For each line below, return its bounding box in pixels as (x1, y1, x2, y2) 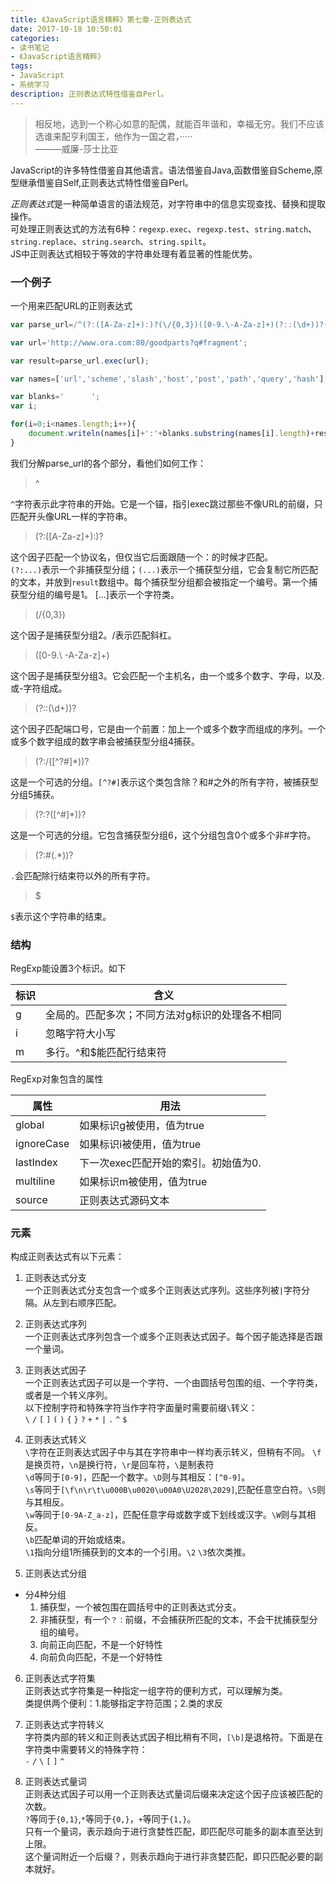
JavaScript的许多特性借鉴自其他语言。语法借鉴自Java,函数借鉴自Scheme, (10, 164, 315, 176)
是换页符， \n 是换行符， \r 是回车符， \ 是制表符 (24, 1459, 215, 1471)
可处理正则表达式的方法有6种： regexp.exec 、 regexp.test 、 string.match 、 (10, 222, 318, 235)
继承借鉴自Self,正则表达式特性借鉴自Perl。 (18, 176, 194, 188)
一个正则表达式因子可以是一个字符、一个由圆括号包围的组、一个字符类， (24, 1377, 323, 1389)
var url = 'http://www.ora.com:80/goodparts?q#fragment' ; (10, 337, 248, 348)
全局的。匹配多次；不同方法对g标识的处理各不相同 (45, 1008, 282, 1022)
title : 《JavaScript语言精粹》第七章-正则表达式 (10, 14, 192, 25)
